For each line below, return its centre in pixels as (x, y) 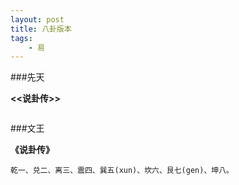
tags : (21, 38)
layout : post (37, 19)
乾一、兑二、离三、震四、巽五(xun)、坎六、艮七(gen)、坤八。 (122, 171)
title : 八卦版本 (41, 29)
